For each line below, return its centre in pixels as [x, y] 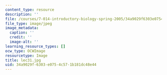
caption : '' [22, 33]
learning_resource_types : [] [35, 46]
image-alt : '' [24, 42]
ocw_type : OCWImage [25, 51]
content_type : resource [30, 10]
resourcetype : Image [27, 56]
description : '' [22, 14]
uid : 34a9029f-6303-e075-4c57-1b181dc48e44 [51, 65]
